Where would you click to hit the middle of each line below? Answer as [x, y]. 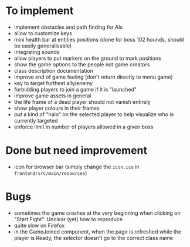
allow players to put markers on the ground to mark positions [88, 58]
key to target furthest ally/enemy [53, 83]
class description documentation [53, 70]
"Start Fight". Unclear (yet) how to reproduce [68, 219]
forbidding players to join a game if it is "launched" [75, 89]
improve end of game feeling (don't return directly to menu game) [93, 77]
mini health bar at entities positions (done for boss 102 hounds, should [99, 39]
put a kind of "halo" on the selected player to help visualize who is [94, 114]
